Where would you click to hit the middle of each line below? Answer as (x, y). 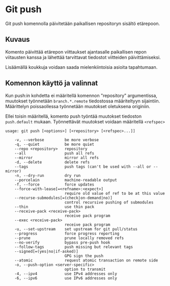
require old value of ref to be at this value (115, 193)
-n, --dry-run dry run (48, 175)
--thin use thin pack (54, 207)
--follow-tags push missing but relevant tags (74, 247)
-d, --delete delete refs (52, 162)
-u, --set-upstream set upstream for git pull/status (76, 229)
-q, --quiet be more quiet (54, 144)
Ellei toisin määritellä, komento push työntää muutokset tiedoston (74, 116)
